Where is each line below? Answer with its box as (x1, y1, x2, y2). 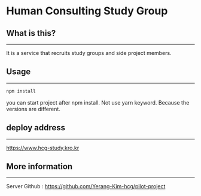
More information (6, 161, 73, 171)
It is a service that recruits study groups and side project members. (6, 50, 172, 56)
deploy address (6, 122, 66, 133)
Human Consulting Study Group (6, 4, 168, 18)
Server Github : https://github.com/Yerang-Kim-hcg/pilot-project (6, 183, 166, 190)
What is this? (6, 28, 56, 38)
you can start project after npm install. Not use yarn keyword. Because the (6, 99, 190, 106)
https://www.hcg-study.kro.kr (6, 144, 80, 151)
